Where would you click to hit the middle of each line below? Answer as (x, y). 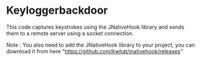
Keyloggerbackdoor (57, 10)
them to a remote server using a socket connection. (70, 33)
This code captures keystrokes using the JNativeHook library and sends (95, 27)
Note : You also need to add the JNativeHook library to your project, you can (100, 45)
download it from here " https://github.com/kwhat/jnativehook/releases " (94, 51)
